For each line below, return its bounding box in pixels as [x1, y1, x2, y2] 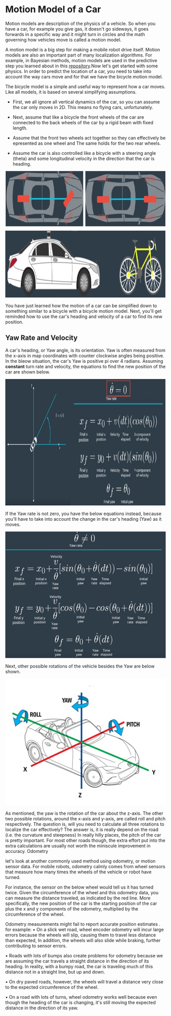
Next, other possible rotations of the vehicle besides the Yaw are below [5, 663, 155, 669]
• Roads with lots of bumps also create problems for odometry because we [5, 952, 163, 958]
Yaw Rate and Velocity [5, 334, 78, 342]
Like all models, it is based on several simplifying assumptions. [5, 89, 137, 95]
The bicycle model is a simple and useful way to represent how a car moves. [5, 83, 166, 90]
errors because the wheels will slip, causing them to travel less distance [5, 931, 156, 938]
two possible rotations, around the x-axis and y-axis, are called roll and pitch [5, 815, 166, 821]
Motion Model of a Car [5, 4, 101, 15]
